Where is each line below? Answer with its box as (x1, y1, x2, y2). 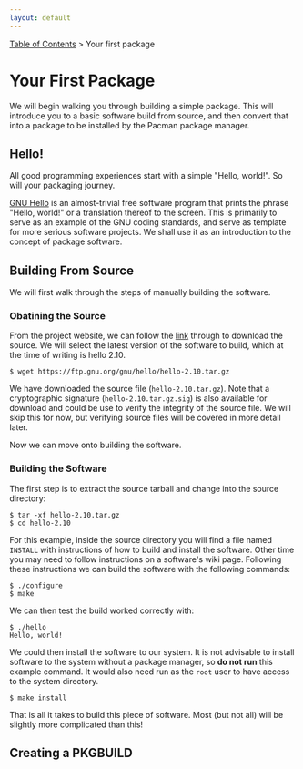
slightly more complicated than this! (9, 719, 144, 730)
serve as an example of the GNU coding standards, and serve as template (9, 217, 287, 228)
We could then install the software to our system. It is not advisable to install (9, 646, 295, 657)
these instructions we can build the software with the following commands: (9, 563, 291, 574)
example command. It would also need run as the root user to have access (9, 666, 290, 677)
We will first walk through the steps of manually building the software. (9, 287, 271, 298)
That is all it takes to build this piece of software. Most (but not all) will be (9, 709, 284, 720)
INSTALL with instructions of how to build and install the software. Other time (9, 544, 295, 555)
